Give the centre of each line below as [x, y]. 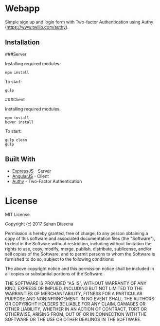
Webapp [22, 9]
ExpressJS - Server [32, 171]
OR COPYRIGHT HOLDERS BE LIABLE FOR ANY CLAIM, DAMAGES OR [75, 304]
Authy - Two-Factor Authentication [47, 181]
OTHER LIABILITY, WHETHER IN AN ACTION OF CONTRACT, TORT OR [76, 309]
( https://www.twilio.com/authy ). [37, 27]
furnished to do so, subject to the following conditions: [60, 259]
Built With [20, 159]
